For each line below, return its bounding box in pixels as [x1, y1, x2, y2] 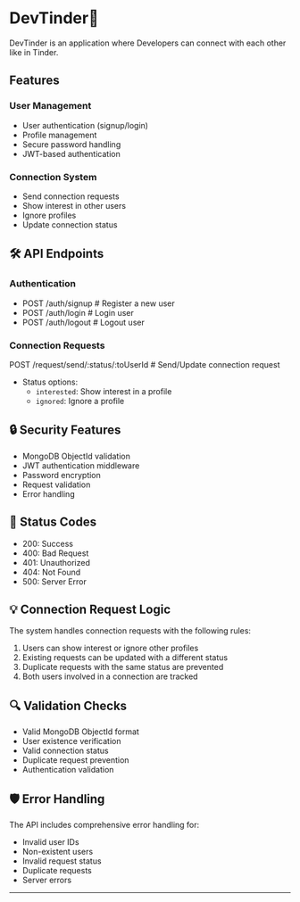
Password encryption [21, 469, 101, 480]
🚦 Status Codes [9, 515, 96, 530]
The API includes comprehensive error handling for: [9, 819, 200, 830]
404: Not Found [21, 567, 81, 577]
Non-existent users [21, 846, 94, 856]
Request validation [21, 479, 91, 490]
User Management [9, 100, 92, 112]
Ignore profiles [21, 210, 77, 220]
